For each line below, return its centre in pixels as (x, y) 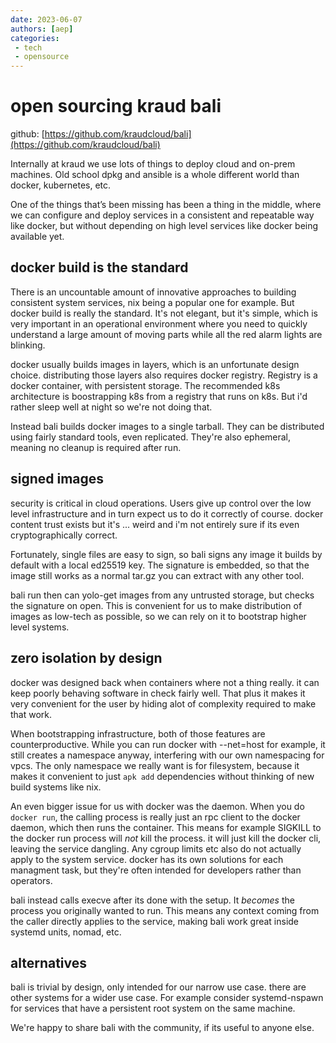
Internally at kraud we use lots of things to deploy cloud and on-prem (153, 164)
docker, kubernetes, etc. (61, 185)
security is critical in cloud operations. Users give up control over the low (161, 503)
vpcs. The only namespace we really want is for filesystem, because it (155, 765)
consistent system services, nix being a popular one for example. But (152, 302)
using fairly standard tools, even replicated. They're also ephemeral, (151, 437)
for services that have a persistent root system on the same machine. (153, 1008)
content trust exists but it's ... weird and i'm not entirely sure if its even (155, 524)
